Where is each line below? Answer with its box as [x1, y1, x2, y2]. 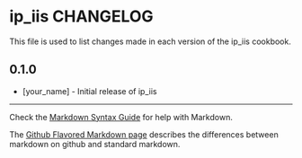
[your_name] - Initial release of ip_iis [22, 85, 157, 96]
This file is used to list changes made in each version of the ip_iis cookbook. [9, 36, 292, 47]
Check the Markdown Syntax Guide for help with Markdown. [9, 111, 234, 122]
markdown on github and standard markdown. [9, 138, 181, 149]
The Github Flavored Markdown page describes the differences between [9, 128, 279, 140]
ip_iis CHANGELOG [9, 6, 155, 27]
